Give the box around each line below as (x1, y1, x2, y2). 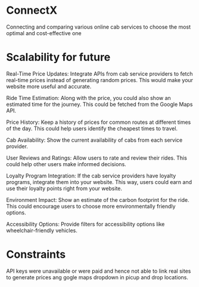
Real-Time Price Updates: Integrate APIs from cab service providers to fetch (6, 70, 193, 77)
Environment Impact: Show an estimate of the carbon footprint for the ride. (6, 196, 189, 203)
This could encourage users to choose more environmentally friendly (6, 202, 176, 210)
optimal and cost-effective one (6, 29, 82, 36)
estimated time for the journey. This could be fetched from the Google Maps (6, 101, 193, 108)
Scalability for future (6, 51, 111, 64)
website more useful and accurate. (6, 83, 92, 90)
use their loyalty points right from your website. (6, 185, 123, 192)
